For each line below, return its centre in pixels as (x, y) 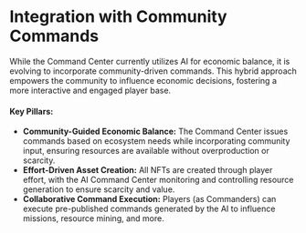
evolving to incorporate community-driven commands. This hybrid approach (153, 71)
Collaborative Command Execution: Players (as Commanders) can (149, 199)
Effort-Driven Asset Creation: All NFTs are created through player (148, 170)
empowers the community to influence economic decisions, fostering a (143, 80)
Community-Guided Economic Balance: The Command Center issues (155, 132)
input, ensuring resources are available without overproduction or (146, 151)
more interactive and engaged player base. (90, 90)
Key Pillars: (32, 111)
